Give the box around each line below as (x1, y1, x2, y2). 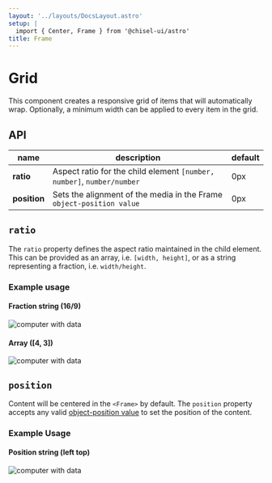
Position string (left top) (8, 447, 91, 457)
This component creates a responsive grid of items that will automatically (8, 96, 253, 106)
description (115, 152, 161, 163)
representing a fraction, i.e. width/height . (8, 261, 147, 271)
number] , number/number (52, 176, 140, 187)
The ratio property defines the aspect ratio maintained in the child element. (8, 244, 261, 253)
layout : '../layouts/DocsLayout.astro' (8, 11, 143, 20)
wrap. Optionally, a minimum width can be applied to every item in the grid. (8, 104, 259, 114)
